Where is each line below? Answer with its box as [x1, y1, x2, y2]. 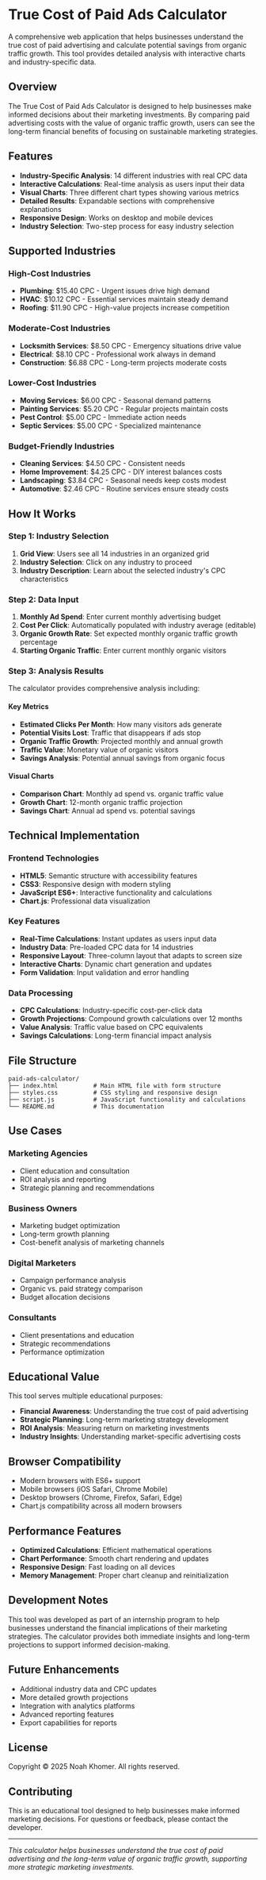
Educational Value [8, 1370, 100, 1383]
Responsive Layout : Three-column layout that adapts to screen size [19, 950, 243, 960]
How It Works [8, 507, 77, 521]
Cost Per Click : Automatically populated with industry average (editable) [19, 621, 256, 630]
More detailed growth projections [19, 1693, 129, 1702]
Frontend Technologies [8, 853, 100, 864]
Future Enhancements [8, 1663, 120, 1677]
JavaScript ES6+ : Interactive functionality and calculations [19, 888, 212, 897]
